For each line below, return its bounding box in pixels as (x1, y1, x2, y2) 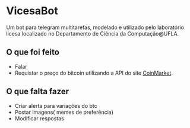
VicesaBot (6, 4, 58, 18)
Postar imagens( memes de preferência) (14, 108, 114, 116)
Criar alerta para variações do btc (14, 102, 98, 109)
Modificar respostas (14, 114, 64, 122)
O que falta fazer (6, 87, 69, 97)
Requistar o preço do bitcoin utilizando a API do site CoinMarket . (14, 69, 173, 76)
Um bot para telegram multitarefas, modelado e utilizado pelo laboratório (6, 24, 184, 31)
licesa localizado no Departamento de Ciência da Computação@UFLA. (6, 30, 179, 37)
